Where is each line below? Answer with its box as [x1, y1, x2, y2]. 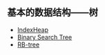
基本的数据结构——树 [7, 6, 98, 19]
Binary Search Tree [17, 33, 73, 41]
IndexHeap [17, 25, 49, 33]
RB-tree [17, 40, 40, 49]
